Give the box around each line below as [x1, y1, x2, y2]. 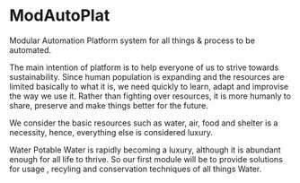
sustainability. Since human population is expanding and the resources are [9, 71, 285, 82]
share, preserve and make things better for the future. [9, 100, 208, 110]
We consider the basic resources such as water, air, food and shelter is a [9, 118, 278, 128]
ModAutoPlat [9, 5, 110, 26]
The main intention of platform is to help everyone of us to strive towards [9, 62, 279, 73]
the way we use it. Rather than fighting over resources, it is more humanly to [9, 91, 292, 101]
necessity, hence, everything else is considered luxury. [9, 126, 213, 137]
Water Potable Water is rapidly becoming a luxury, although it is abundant [9, 144, 281, 155]
